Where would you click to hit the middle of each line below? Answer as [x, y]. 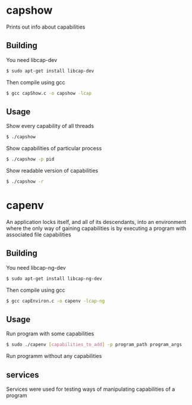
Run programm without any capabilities [54, 356]
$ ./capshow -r [25, 182]
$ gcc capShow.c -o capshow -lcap [49, 93]
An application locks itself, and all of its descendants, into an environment [96, 222]
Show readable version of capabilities [52, 171]
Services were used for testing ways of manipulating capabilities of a [91, 389]
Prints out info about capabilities [46, 27]
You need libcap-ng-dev [36, 267]
